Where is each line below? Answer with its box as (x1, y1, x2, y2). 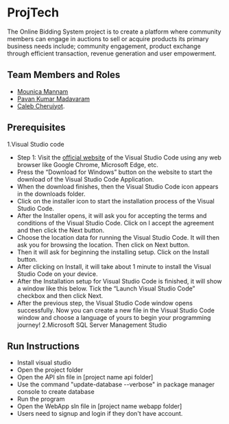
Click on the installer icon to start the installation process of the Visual (16, 197, 215, 205)
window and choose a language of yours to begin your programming (16, 313, 211, 321)
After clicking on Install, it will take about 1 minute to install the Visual (16, 262, 211, 271)
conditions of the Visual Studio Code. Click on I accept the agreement (16, 219, 215, 227)
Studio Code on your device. (16, 269, 98, 278)
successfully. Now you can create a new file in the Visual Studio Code (16, 306, 215, 314)
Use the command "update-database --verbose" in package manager (16, 380, 215, 388)
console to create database (16, 388, 95, 396)
